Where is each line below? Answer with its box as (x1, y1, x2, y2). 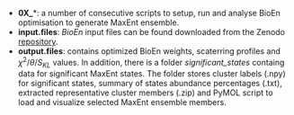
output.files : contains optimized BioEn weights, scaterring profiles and (17, 46, 281, 57)
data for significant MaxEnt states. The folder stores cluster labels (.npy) (17, 68, 286, 79)
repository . (17, 36, 58, 47)
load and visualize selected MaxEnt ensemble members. (17, 97, 227, 108)
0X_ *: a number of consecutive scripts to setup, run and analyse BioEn (17, 8, 281, 18)
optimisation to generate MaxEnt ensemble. (17, 17, 180, 28)
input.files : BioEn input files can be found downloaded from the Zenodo (17, 27, 286, 37)
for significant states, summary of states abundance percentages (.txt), (17, 78, 283, 89)
